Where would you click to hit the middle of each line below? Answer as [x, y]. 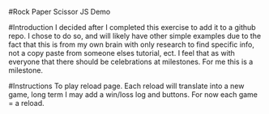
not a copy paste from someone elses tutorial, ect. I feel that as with [122, 53]
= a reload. [26, 103]
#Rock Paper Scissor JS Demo [60, 12]
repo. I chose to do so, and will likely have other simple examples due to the [135, 36]
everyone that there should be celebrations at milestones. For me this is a [131, 61]
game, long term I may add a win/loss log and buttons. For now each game [133, 95]
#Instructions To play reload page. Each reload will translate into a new [126, 86]
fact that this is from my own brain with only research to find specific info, [132, 44]
